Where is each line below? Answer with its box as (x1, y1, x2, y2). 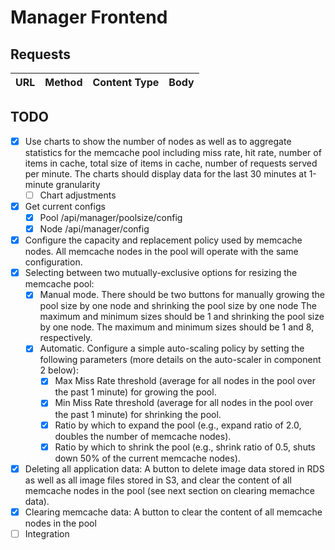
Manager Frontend (10, 6, 168, 29)
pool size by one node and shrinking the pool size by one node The (39, 300, 317, 312)
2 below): (39, 364, 79, 376)
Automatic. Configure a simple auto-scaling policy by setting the (39, 342, 305, 355)
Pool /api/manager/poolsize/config (39, 212, 183, 223)
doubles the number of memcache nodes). (54, 430, 232, 442)
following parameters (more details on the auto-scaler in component (39, 354, 322, 366)
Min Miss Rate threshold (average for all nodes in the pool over (54, 397, 314, 409)
